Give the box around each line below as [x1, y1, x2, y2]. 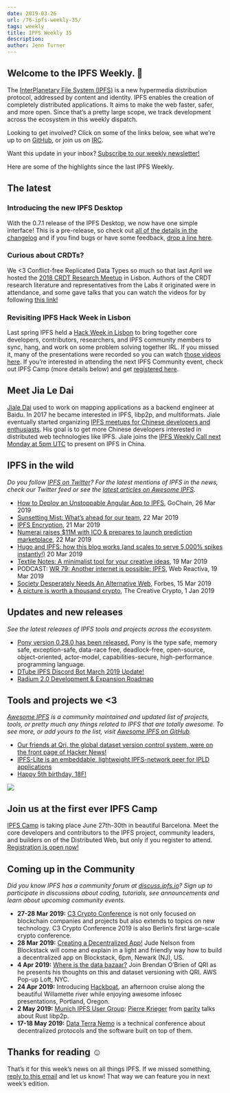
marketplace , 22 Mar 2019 [16, 535, 91, 543]
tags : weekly [7, 23, 45, 30]
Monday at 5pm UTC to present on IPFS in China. [7, 439, 146, 448]
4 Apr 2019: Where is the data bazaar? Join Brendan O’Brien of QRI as [16, 960, 217, 968]
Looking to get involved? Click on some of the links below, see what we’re [7, 128, 216, 136]
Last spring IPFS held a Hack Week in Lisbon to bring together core [7, 329, 198, 337]
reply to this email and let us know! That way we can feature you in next [7, 1072, 210, 1080]
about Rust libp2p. [16, 1012, 69, 1020]
